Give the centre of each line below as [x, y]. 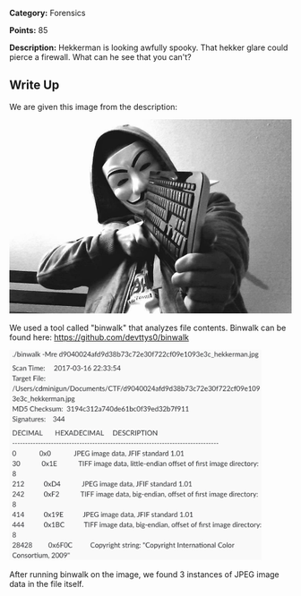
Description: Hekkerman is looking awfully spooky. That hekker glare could [149, 47]
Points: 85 [29, 30]
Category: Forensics [47, 13]
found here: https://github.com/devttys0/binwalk [99, 337]
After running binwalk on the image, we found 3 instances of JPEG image [144, 574]
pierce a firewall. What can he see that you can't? [100, 57]
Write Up [34, 85]
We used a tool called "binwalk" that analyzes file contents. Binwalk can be [148, 328]
